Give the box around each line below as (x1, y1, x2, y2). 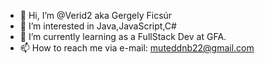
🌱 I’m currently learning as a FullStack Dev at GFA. (19, 31, 227, 42)
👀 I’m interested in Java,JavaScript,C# (19, 20, 177, 32)
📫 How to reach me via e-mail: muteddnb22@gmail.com (19, 42, 255, 54)
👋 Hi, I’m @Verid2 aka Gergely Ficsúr (19, 10, 173, 21)
